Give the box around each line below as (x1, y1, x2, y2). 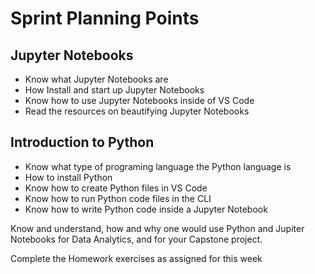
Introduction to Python (10, 134, 155, 151)
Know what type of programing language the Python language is (24, 160, 292, 172)
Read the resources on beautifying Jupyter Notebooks (24, 105, 250, 117)
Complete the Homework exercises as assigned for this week (10, 252, 263, 264)
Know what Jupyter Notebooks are (24, 73, 169, 85)
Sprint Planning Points (10, 7, 200, 30)
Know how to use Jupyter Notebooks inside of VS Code (24, 95, 255, 106)
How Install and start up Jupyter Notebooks (24, 84, 205, 96)
